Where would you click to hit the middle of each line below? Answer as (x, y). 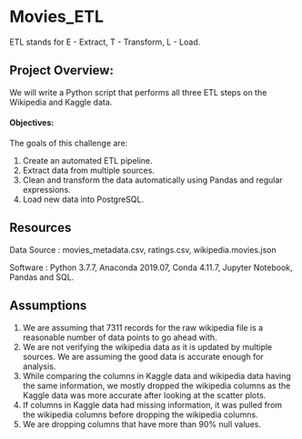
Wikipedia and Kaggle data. (61, 102)
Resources (40, 228)
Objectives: (32, 123)
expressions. (46, 189)
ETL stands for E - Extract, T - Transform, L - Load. (105, 42)
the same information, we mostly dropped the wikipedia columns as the (156, 385)
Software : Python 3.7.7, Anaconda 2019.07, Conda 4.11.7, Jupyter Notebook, (151, 267)
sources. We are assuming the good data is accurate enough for (143, 356)
